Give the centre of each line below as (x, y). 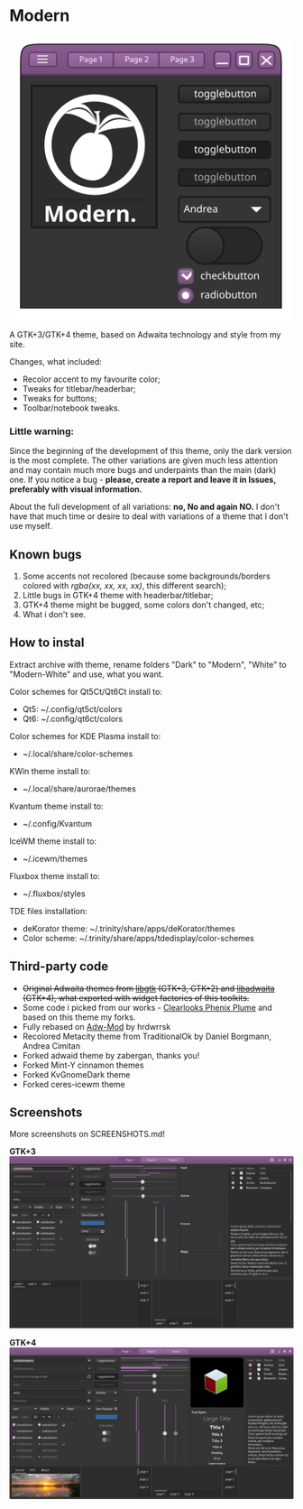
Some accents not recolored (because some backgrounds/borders (146, 576)
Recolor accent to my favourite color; (91, 379)
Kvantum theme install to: (56, 806)
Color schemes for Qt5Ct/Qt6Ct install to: (86, 691)
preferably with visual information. (76, 489)
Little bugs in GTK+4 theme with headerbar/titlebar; (118, 596)
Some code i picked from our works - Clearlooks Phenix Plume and (147, 1007)
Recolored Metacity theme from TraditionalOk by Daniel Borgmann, (147, 1036)
